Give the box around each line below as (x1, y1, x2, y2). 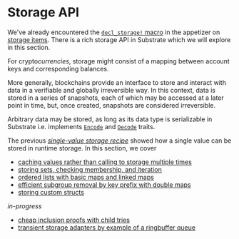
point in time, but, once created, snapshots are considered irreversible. (7, 101, 216, 109)
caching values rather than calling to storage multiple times (17, 158, 193, 166)
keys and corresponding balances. (7, 64, 109, 73)
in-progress (7, 201, 42, 210)
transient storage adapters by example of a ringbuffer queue (17, 223, 196, 232)
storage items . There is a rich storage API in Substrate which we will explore (7, 35, 231, 44)
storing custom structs (17, 188, 84, 196)
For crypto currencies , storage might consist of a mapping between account (7, 56, 230, 65)
